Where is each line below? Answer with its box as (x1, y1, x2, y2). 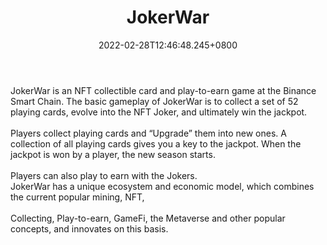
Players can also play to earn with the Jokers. (10, 169, 198, 181)
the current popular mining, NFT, (10, 191, 145, 203)
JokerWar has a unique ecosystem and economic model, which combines (10, 180, 315, 192)
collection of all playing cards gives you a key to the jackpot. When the (10, 137, 302, 150)
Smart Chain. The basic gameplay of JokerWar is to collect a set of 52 (10, 95, 299, 107)
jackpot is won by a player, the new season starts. (10, 148, 216, 160)
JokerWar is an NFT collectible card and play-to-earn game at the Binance (10, 84, 317, 96)
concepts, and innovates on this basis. (10, 222, 169, 235)
